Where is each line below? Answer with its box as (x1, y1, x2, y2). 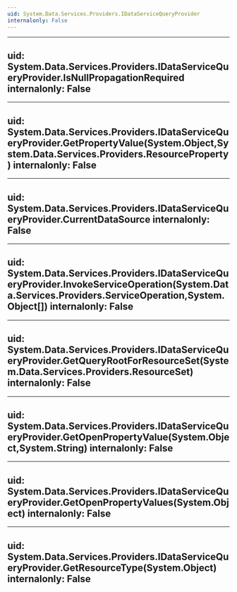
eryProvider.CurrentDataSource (7, 213, 151, 225)
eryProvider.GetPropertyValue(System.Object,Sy (7, 137, 229, 149)
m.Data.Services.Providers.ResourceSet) (7, 366, 194, 378)
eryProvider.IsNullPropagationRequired (7, 71, 185, 83)
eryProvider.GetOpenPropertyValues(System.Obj (7, 496, 229, 509)
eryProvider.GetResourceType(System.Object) (7, 562, 217, 574)
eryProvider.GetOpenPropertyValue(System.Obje (7, 431, 230, 443)
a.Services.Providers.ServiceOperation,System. (7, 290, 226, 302)
